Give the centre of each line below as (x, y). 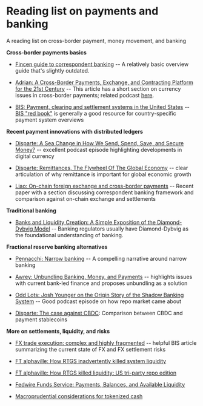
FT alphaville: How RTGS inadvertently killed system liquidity (91, 361)
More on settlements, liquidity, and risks (58, 331)
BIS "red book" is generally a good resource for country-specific (96, 113)
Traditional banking (31, 211)
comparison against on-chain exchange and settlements (85, 198)
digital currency (35, 156)
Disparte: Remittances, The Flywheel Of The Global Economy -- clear (101, 168)
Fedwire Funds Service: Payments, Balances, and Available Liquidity (100, 384)
